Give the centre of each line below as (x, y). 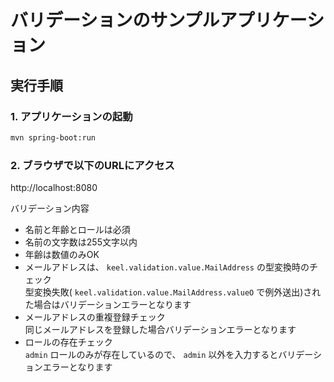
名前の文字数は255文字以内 (81, 242)
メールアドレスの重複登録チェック (95, 317)
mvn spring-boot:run (53, 137)
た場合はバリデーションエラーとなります (108, 305)
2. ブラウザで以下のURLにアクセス (92, 165)
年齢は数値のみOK (62, 255)
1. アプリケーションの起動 (71, 116)
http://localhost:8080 (54, 188)
